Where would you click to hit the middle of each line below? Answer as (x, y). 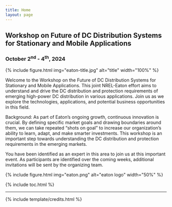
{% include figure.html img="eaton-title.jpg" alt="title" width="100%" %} (82, 70)
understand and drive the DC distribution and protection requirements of (82, 91)
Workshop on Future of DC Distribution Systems (84, 35)
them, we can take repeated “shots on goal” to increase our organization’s (83, 127)
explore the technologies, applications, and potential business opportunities (85, 101)
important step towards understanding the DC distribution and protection (82, 139)
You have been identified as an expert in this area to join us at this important (85, 154)
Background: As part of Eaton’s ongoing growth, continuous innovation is (82, 117)
